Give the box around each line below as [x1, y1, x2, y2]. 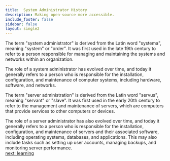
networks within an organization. [5, 56, 74, 62]
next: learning [5, 150, 35, 156]
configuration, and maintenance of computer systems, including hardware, [5, 77, 161, 83]
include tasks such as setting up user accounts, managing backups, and [5, 140, 156, 146]
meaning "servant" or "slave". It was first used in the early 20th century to [5, 97, 160, 104]
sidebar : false [5, 21, 38, 27]
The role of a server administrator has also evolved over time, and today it [5, 118, 160, 124]
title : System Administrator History [5, 7, 87, 13]
